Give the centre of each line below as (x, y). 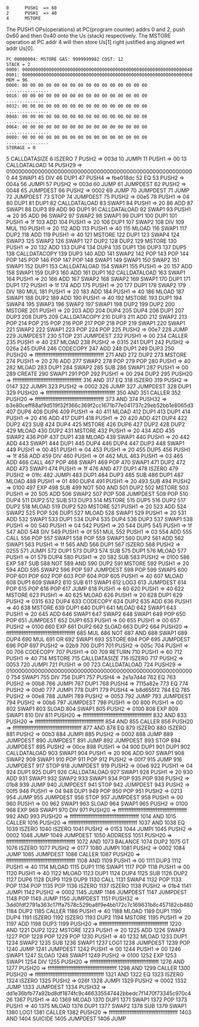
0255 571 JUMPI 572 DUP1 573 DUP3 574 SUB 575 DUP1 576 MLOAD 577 (97, 551)
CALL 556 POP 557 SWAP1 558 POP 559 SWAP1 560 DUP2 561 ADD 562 (95, 538)
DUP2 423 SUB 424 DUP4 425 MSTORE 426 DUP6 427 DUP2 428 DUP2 (96, 424)
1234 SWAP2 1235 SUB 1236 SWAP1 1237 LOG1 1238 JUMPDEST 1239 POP (98, 943)
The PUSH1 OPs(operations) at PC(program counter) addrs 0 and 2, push (96, 29)
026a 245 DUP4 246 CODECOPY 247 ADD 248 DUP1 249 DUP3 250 (90, 348)
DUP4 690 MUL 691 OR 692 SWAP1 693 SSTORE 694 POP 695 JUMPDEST (98, 639)
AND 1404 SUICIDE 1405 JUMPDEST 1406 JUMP (66, 1019)
